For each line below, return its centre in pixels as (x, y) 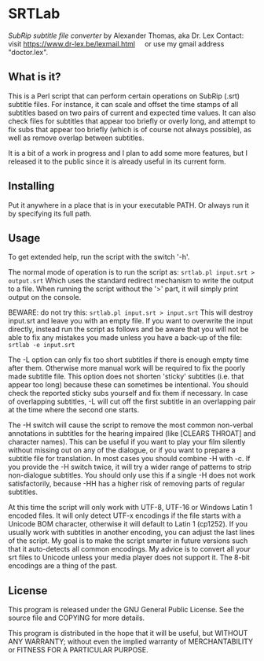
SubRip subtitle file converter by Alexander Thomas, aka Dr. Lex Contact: (126, 35)
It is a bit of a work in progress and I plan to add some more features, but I (128, 153)
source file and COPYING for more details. (77, 618)
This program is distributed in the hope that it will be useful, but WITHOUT (128, 633)
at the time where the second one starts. (74, 410)
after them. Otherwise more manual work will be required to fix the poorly (127, 368)
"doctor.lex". (28, 52)
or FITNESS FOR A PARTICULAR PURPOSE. (79, 650)
